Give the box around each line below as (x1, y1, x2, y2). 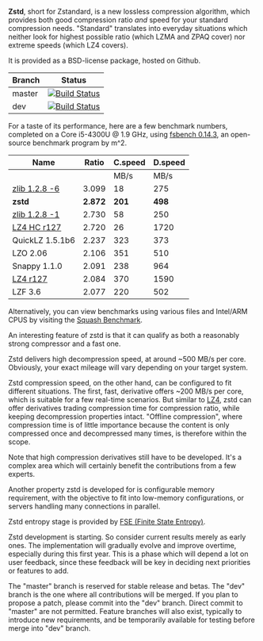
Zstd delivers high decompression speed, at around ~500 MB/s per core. (8, 355, 246, 363)
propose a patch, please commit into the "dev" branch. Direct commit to (8, 598, 243, 608)
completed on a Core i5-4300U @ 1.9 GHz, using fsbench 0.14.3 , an (8, 130, 230, 139)
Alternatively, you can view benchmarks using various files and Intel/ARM (8, 307, 248, 316)
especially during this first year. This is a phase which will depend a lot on (8, 549, 249, 558)
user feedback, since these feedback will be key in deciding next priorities (8, 558, 251, 566)
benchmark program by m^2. (32, 138, 128, 148)
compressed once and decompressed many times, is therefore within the (8, 428, 247, 438)
